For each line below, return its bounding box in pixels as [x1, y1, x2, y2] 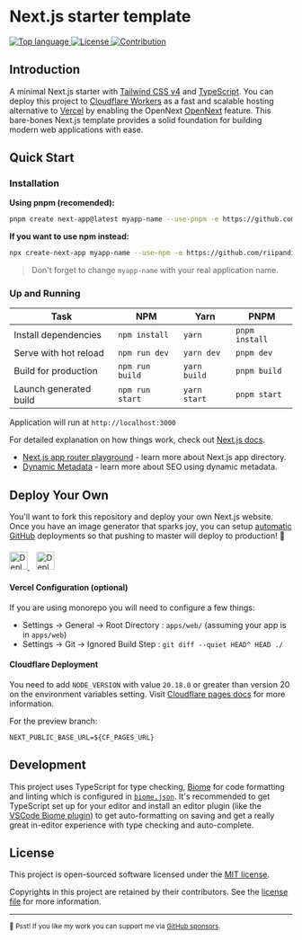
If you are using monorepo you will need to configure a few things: [9, 602, 255, 613]
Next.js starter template [9, 6, 191, 27]
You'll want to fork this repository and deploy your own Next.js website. [9, 511, 274, 522]
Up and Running [9, 288, 81, 300]
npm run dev [118, 348, 169, 359]
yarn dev [182, 348, 221, 359]
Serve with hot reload [13, 347, 105, 359]
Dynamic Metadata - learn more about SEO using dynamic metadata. [22, 461, 278, 473]
